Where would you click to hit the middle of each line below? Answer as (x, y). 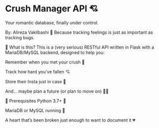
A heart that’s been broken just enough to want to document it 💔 (70, 120)
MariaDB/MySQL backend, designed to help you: (55, 52)
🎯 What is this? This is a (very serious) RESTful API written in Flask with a (80, 47)
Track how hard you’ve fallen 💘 (38, 71)
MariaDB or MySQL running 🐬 (35, 110)
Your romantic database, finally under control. (52, 22)
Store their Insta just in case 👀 (36, 81)
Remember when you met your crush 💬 (45, 62)
